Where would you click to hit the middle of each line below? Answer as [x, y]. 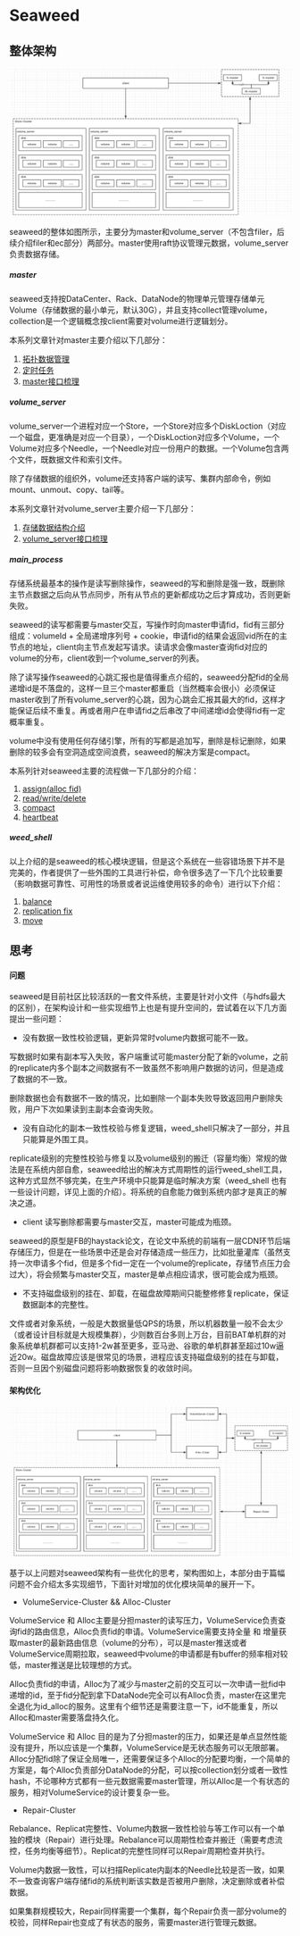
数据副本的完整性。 [58, 1305]
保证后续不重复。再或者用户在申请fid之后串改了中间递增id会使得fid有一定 [151, 710]
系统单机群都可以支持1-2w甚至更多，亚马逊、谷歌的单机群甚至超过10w [146, 1346]
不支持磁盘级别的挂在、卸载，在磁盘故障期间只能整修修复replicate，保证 [155, 1293]
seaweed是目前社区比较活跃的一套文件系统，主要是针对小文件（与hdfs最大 [147, 997]
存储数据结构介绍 [54, 527]
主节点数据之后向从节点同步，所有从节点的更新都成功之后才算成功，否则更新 [150, 594]
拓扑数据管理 [46, 359]
